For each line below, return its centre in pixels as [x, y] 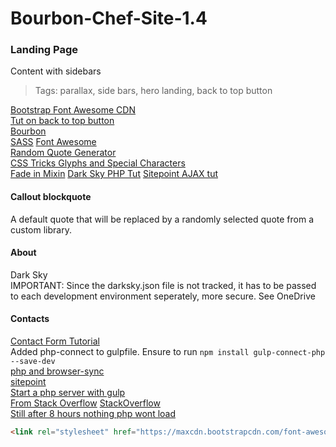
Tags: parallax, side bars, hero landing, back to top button [153, 91]
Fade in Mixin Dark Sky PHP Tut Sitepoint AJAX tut [114, 174]
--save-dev [33, 362]
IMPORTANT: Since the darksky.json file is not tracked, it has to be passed [163, 285]
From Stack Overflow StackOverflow [85, 403]
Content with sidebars [56, 71]
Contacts [30, 319]
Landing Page [44, 50]
